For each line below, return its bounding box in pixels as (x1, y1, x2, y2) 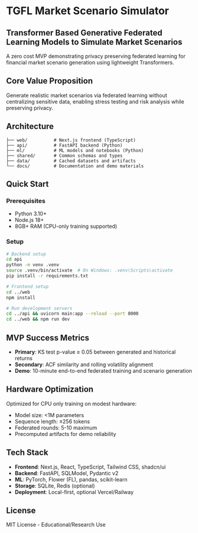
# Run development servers (6, 305, 73, 311)
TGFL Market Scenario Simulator (6, 4, 170, 18)
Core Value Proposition (6, 76, 93, 86)
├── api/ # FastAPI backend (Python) (6, 142, 123, 148)
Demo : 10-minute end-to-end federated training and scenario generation (14, 367, 192, 374)
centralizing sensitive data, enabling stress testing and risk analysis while (6, 98, 184, 105)
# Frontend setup (6, 283, 49, 289)
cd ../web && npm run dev (6, 316, 70, 322)
